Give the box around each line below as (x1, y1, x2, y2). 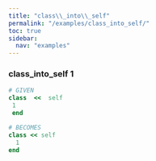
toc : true (8, 27, 42, 35)
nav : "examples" (15, 42, 70, 50)
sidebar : (8, 34, 38, 43)
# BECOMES (8, 123, 42, 131)
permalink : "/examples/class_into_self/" (8, 19, 150, 27)
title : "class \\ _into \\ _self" (8, 11, 111, 20)
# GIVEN (8, 86, 35, 95)
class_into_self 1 (8, 68, 74, 80)
